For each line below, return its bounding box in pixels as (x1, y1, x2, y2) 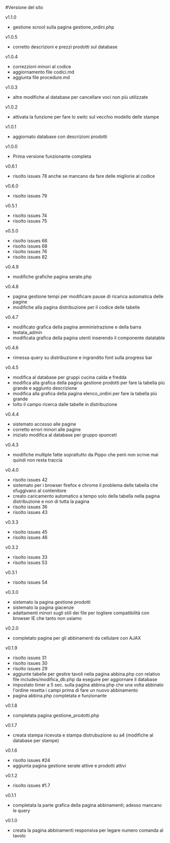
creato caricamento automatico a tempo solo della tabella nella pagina (12, 493, 160, 499)
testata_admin (12, 330, 42, 335)
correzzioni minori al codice (12, 64, 71, 69)
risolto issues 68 (12, 243, 48, 249)
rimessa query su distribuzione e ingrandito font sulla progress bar (12, 355, 153, 361)
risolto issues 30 (12, 660, 48, 666)
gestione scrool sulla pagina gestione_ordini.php (12, 24, 115, 30)
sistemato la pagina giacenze (12, 605, 74, 610)
